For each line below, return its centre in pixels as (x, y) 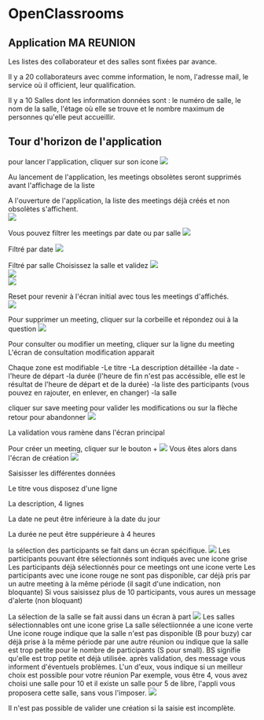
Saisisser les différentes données (62, 473)
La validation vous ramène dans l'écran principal (86, 432)
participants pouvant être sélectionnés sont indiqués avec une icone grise (128, 558)
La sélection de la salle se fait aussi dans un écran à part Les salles (122, 616)
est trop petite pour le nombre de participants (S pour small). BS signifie (125, 650)
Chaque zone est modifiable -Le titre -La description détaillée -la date (121, 367)
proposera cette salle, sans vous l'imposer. (77, 692)
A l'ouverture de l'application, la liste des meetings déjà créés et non (119, 200)
